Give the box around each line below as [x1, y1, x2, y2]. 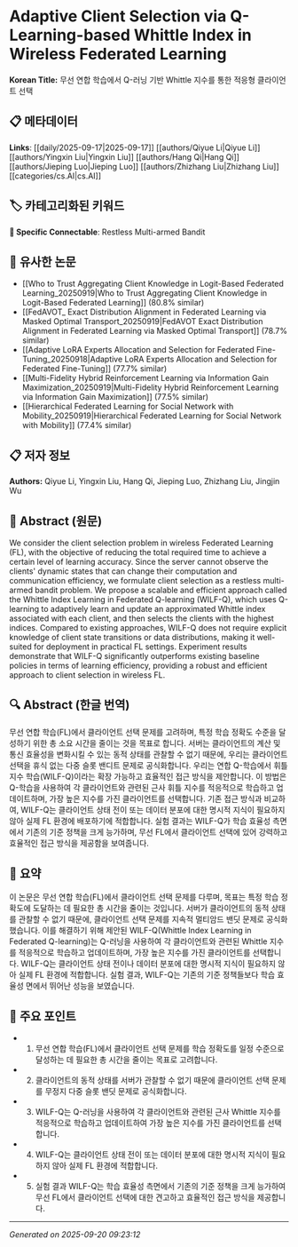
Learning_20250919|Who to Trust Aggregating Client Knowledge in [21, 288, 268, 298]
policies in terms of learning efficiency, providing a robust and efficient [9, 660, 268, 671]
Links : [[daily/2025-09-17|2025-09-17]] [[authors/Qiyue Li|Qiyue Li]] [9, 142, 261, 153]
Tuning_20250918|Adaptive [21, 353, 123, 365]
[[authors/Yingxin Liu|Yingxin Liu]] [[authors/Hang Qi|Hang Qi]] [9, 151, 239, 162]
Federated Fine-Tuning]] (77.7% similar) [21, 363, 168, 374]
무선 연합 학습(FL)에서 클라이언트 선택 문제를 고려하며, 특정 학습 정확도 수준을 [9, 727, 277, 737]
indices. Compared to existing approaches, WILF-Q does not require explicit [9, 623, 287, 632]
